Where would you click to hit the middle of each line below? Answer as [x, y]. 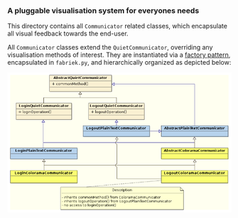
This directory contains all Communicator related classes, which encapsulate [117, 26]
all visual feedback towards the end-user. [68, 33]
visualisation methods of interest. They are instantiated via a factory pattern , [119, 55]
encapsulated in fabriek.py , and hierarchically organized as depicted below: [119, 62]
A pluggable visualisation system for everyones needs [103, 11]
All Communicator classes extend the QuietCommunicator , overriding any [110, 48]
